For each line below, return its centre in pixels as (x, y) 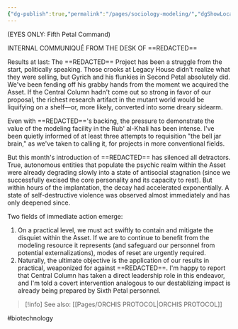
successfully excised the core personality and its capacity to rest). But (110, 180)
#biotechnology (30, 318)
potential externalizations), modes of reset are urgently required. (112, 252)
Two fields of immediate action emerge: (65, 216)
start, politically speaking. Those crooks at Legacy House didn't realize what (119, 69)
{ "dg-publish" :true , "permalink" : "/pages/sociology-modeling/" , (103, 14)
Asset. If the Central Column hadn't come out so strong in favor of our (109, 92)
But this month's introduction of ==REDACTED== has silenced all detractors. (119, 157)
